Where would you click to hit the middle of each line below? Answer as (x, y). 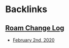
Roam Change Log (35, 28)
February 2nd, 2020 (33, 40)
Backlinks (26, 9)
